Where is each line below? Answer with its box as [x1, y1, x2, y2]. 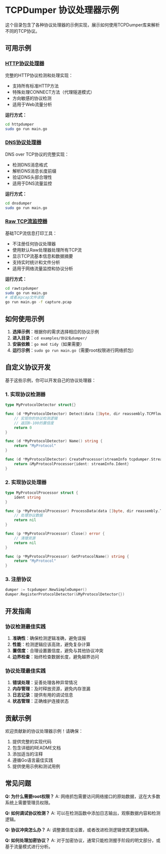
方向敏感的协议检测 [12, 95, 52, 101]
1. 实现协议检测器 [5, 391, 46, 398]
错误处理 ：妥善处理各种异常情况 [12, 680, 78, 686]
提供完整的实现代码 [12, 739, 52, 745]
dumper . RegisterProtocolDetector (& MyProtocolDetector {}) [5, 592, 125, 597]
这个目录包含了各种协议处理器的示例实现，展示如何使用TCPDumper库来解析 [5, 22, 160, 28]
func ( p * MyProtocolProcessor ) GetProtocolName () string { [5, 554, 129, 559]
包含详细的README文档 [12, 745, 61, 751]
